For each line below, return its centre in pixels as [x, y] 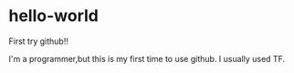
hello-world [54, 16]
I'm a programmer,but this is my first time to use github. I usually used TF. [147, 58]
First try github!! [39, 41]
